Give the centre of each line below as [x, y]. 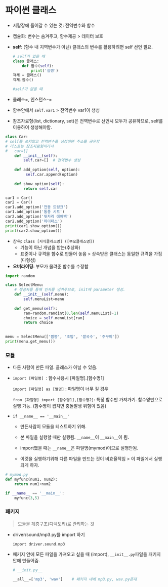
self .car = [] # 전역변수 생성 [52, 160]
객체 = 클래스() [27, 75]
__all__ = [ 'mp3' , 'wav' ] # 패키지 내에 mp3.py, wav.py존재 [75, 579]
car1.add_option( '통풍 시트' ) [35, 212]
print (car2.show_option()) [34, 231]
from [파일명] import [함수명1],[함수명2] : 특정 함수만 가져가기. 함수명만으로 [88, 400]
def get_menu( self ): [36, 308]
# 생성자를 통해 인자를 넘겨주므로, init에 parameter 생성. [70, 290]
